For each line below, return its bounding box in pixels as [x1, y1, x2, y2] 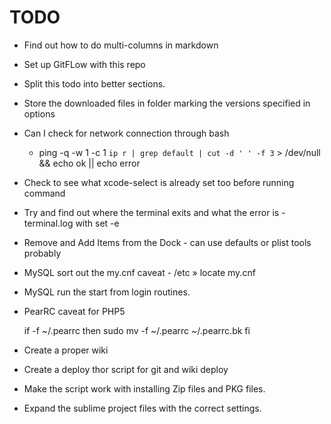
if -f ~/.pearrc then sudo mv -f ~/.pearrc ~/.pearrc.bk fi [23, 324, 251, 336]
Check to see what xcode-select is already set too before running [23, 176, 295, 188]
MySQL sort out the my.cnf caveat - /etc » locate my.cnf [23, 266, 256, 278]
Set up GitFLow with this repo [23, 58, 146, 70]
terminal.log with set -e [23, 217, 120, 229]
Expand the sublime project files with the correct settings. [23, 402, 262, 414]
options [23, 107, 56, 120]
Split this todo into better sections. [23, 77, 166, 90]
